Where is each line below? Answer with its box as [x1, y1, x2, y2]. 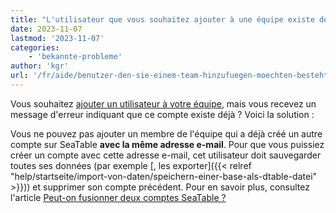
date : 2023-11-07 [10, 24, 83, 34]
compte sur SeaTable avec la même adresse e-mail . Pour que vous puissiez [10, 138, 325, 150]
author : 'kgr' [10, 61, 70, 71]
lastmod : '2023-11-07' [10, 33, 105, 43]
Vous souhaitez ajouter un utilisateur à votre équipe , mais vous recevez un [10, 97, 317, 110]
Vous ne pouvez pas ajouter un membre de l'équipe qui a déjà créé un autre [10, 127, 323, 140]
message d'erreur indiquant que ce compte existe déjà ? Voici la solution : [10, 108, 315, 120]
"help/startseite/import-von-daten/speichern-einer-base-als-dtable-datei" [10, 170, 318, 182]
